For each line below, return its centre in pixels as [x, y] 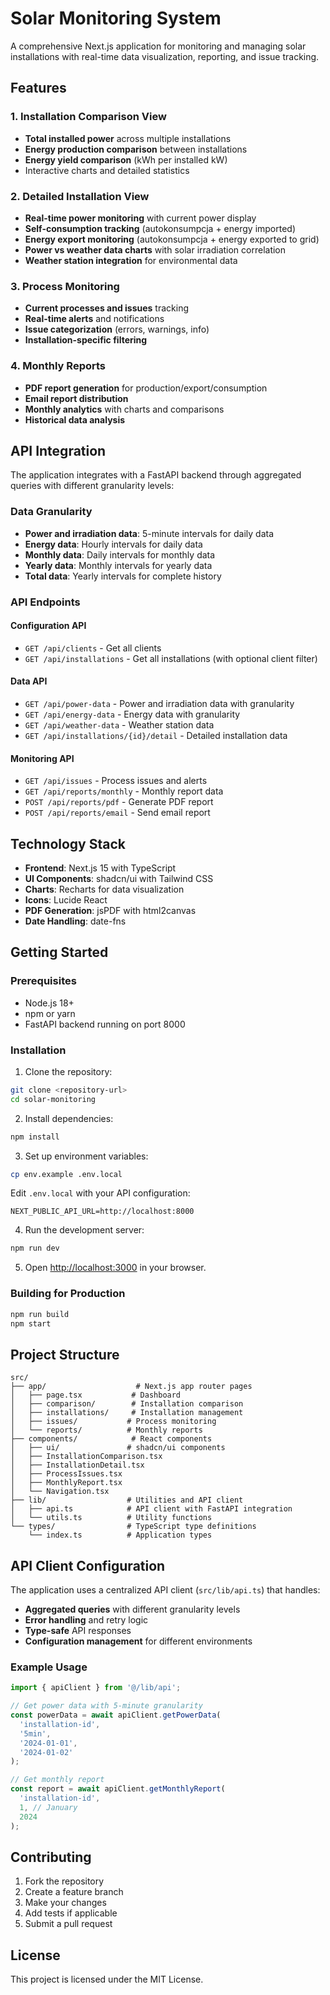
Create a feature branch [74, 1892]
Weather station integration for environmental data [131, 260]
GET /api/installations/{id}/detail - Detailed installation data [156, 735]
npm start [31, 1323]
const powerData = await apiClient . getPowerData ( [116, 1715]
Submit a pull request [68, 1924]
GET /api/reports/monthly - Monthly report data [124, 791]
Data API [29, 681]
